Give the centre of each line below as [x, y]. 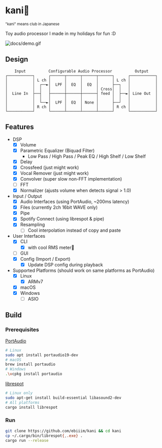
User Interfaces [29, 236]
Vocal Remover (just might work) [54, 173]
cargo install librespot [31, 407]
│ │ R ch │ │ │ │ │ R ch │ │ [82, 107]
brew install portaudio [30, 364]
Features [20, 127]
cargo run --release [27, 440]
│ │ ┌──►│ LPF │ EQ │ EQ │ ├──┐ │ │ [82, 84]
